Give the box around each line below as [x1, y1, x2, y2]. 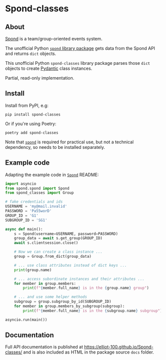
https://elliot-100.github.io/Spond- [83, 344, 154, 350]
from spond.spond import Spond [5, 186, 70, 191]
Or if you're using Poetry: [5, 121, 57, 127]
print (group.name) [14, 268, 52, 272]
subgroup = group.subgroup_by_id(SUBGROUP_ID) [14, 299, 112, 304]
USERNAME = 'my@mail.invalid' [5, 204, 68, 209]
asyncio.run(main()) [5, 317, 48, 322]
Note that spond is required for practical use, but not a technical [5, 139, 134, 145]
